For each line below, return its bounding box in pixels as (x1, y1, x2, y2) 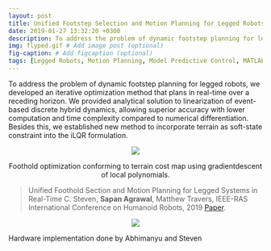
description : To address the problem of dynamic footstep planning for (8, 34, 254, 43)
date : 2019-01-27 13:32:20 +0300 (8, 27, 121, 35)
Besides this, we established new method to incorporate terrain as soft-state (8, 122, 263, 132)
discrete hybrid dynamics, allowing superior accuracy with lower (31, 104, 246, 114)
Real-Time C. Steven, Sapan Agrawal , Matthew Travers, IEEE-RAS (27, 194, 248, 203)
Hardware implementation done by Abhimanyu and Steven (8, 233, 202, 243)
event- (234, 96, 256, 106)
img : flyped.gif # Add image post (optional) (8, 42, 164, 50)
